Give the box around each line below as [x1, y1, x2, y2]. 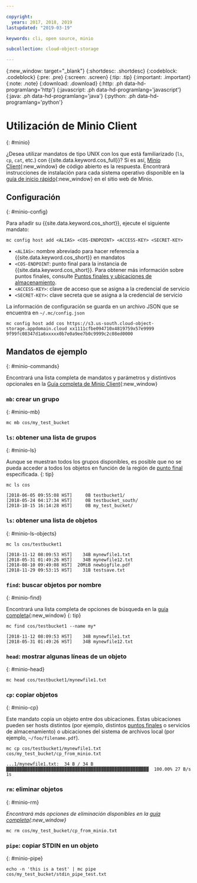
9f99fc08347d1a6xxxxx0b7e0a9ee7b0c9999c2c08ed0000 [6, 331, 133, 337]
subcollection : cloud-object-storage [6, 46, 99, 52]
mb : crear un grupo [6, 395, 60, 403]
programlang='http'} [6, 86, 56, 93]
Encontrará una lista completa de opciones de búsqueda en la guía [6, 605, 169, 612]
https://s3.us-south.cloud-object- [67, 320, 155, 326]
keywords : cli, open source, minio [6, 35, 94, 41]
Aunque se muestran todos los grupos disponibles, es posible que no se [6, 458, 182, 465]
